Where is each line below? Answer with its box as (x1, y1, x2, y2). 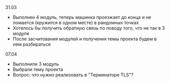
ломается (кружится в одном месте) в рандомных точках (12, 20, 139, 25)
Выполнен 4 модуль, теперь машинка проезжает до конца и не (12, 14, 152, 20)
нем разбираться (12, 41, 51, 47)
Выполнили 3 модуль (12, 61, 59, 67)
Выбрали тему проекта (12, 66, 63, 72)
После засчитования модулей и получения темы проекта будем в (12, 36, 157, 42)
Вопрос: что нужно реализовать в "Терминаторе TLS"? (12, 72, 134, 78)
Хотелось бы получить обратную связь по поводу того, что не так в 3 (12, 25, 165, 31)
